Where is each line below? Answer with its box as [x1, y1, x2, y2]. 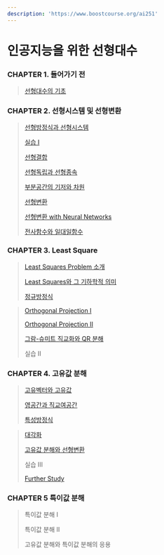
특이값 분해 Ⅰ [24, 510, 58, 519]
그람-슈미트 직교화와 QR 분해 [24, 334, 104, 342]
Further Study [24, 474, 64, 483]
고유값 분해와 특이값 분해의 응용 [24, 540, 111, 549]
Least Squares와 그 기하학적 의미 [24, 277, 117, 286]
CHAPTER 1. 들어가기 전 [7, 69, 86, 79]
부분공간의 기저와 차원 [24, 183, 86, 192]
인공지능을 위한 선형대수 [7, 43, 138, 58]
